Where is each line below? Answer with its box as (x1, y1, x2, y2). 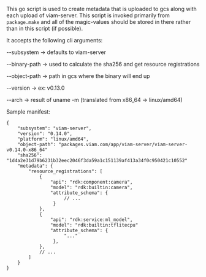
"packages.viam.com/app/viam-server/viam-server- (58, 141, 188, 147)
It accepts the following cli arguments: (6, 37, 103, 44)
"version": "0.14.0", (17, 131, 72, 137)
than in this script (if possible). (6, 25, 83, 32)
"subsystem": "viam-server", (17, 125, 92, 131)
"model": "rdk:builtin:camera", (50, 184, 133, 190)
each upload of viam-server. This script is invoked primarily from (6, 12, 170, 19)
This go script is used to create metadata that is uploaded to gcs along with (6, 6, 197, 12)
